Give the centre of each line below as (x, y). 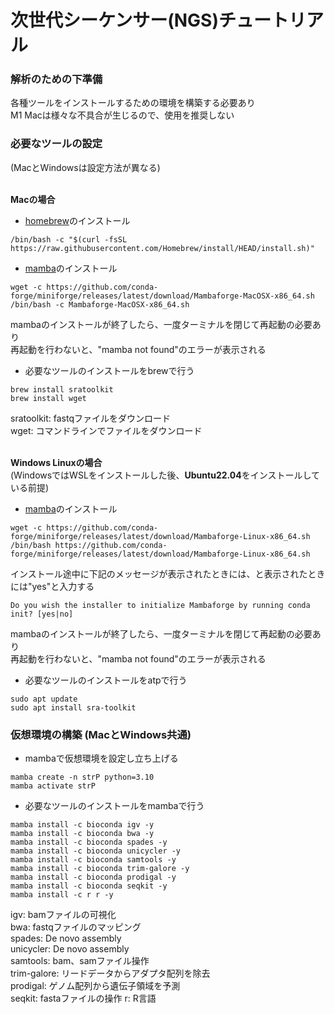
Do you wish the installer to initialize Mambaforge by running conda (160, 605)
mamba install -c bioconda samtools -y (93, 860)
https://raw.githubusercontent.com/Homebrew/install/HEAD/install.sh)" (162, 248)
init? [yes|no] (42, 614)
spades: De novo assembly (66, 938)
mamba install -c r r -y (62, 895)
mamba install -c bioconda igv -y (82, 825)
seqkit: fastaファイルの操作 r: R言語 (83, 998)
